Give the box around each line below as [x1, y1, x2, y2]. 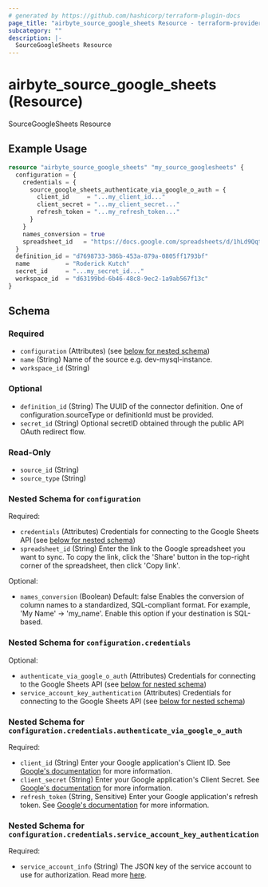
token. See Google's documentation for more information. [19, 800, 210, 810]
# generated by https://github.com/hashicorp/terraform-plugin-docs [8, 11, 241, 20]
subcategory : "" [8, 26, 62, 34]
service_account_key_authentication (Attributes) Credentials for [19, 687, 231, 697]
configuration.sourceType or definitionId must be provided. [19, 410, 214, 419]
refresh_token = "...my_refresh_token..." [37, 208, 180, 216]
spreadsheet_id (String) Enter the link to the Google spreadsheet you [19, 544, 246, 553]
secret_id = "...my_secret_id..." [15, 267, 145, 275]
